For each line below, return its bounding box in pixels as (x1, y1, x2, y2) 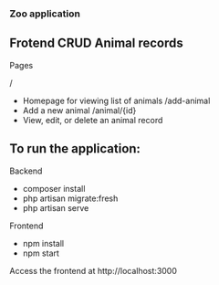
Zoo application (9, 7, 80, 20)
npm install (22, 237, 65, 248)
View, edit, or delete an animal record (22, 114, 163, 125)
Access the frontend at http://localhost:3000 (9, 265, 178, 276)
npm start (22, 248, 59, 259)
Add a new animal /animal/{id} (22, 104, 137, 116)
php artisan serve (22, 202, 89, 213)
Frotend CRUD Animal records (9, 36, 184, 51)
